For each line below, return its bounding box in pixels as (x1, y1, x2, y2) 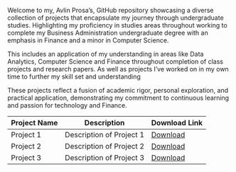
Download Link (151, 118, 203, 127)
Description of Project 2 (65, 142, 144, 151)
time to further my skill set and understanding (7, 72, 141, 81)
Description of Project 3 (65, 153, 144, 162)
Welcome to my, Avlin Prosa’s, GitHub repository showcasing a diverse (7, 6, 214, 14)
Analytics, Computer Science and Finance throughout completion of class (7, 57, 224, 66)
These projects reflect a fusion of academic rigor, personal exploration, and (7, 86, 229, 94)
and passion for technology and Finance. (7, 101, 127, 109)
